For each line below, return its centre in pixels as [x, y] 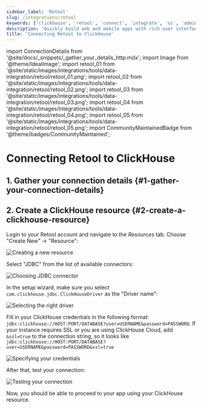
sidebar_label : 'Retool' [37, 12]
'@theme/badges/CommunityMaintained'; [58, 134]
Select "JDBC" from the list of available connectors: [70, 264]
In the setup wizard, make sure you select [58, 287]
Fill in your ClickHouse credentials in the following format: [78, 317]
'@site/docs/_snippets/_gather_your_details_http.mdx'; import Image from [97, 58]
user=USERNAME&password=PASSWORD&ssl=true [60, 347]
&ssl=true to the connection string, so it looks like [68, 336]
